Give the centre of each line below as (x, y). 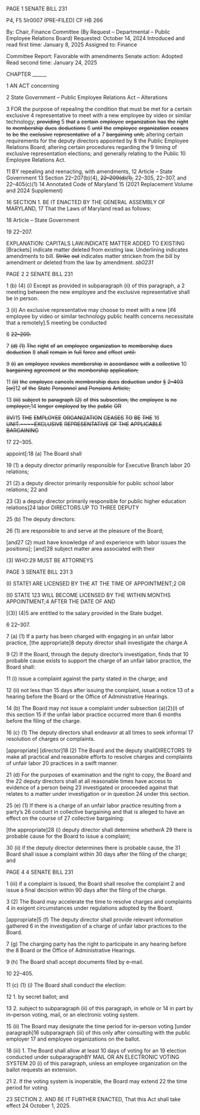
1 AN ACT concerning (33, 86)
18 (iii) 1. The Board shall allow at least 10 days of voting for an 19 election (96, 1051)
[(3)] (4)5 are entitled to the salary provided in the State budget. (84, 613)
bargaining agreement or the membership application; (73, 370)
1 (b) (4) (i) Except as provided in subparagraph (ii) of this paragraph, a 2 (96, 286)
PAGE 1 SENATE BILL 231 (37, 9)
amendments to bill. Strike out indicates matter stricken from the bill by (93, 256)
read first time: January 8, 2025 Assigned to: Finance (72, 45)
